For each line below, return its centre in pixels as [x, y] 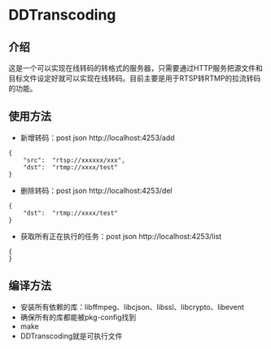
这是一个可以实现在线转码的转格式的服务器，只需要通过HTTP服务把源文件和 [135, 68]
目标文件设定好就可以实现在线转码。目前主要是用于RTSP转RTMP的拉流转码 [135, 78]
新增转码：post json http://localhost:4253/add [97, 137]
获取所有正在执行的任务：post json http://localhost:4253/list [121, 236]
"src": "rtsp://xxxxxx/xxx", [74, 160]
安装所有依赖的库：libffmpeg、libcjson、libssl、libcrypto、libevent [132, 307]
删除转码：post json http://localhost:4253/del [96, 190]
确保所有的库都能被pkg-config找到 [78, 317]
